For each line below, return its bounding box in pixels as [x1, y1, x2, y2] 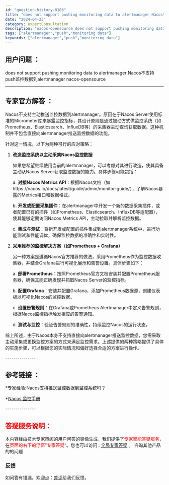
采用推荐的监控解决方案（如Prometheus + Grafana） [12, 243, 123, 249]
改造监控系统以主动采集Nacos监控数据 [12, 152, 93, 158]
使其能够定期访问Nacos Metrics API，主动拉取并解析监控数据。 [12, 215, 144, 221]
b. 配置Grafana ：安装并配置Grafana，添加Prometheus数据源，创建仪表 [12, 288, 160, 294]
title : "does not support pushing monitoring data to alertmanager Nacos [5, 12, 163, 17]
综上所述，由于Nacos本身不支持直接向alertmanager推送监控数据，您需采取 [5, 332, 161, 338]
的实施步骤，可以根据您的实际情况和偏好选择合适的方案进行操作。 [5, 344, 142, 351]
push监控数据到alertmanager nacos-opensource [5, 76, 106, 82]
